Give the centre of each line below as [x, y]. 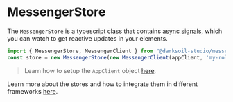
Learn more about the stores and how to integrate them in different [103, 84]
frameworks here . [33, 91]
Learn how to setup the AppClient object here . [90, 70]
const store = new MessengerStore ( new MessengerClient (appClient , [105, 57]
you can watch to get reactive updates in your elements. [87, 38]
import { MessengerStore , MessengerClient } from [80, 51]
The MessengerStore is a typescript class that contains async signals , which [115, 31]
